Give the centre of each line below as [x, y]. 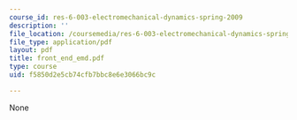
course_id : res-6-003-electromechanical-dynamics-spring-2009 [126, 17]
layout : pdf [31, 50]
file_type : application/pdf [61, 42]
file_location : [37, 34]
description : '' [39, 26]
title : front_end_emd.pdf [57, 58]
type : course [33, 67]
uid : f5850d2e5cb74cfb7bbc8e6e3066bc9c [83, 75]
